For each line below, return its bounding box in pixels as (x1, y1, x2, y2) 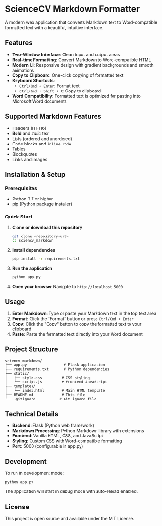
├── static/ (5, 371, 29, 376)
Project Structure (5, 345, 58, 354)
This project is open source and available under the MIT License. (5, 515, 135, 521)
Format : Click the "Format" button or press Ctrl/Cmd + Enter (12, 315, 134, 322)
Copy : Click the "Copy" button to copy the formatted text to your (12, 321, 142, 326)
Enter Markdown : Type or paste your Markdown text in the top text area (12, 310, 157, 316)
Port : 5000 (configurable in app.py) (12, 443, 83, 449)
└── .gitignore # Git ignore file (5, 397, 97, 401)
